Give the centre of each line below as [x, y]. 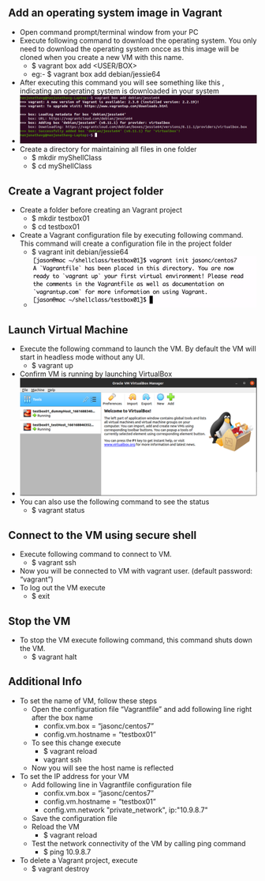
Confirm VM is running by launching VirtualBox [96, 374]
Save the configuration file [74, 818]
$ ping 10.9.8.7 [67, 852]
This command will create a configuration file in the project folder [126, 243]
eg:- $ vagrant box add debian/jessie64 [96, 73]
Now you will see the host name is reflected [102, 768]
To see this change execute [76, 743]
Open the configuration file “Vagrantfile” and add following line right [142, 709]
